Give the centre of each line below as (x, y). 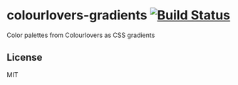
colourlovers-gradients (77, 15)
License (25, 57)
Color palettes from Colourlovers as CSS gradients (81, 35)
